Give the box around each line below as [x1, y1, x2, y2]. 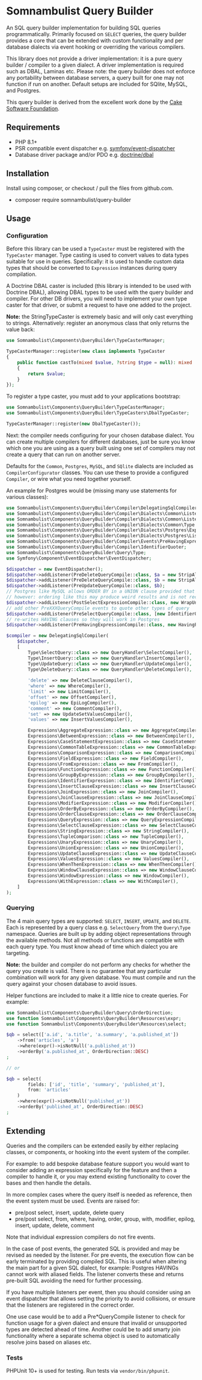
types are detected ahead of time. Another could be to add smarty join [6, 1325, 181, 1333]
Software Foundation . [6, 105, 60, 112]
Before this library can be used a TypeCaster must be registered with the [6, 245, 185, 252]
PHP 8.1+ [14, 138, 38, 145]
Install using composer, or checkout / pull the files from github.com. [6, 185, 174, 192]
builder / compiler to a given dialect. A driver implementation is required [6, 61, 184, 69]
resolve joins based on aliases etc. [6, 1339, 92, 1346]
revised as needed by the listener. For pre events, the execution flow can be [6, 1251, 194, 1259]
